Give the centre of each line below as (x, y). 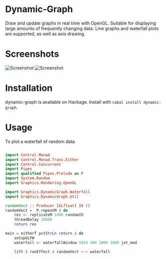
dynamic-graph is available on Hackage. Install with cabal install (73, 102)
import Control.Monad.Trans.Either (42, 160)
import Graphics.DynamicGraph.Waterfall (48, 192)
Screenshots (32, 54)
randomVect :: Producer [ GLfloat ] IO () (48, 206)
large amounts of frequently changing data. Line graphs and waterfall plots (82, 28)
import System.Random (28, 178)
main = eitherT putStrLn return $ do (44, 233)
